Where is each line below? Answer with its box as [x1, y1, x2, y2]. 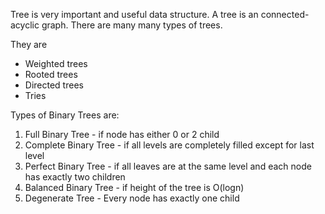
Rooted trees [24, 69, 78, 80]
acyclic [10, 19, 40, 31]
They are [10, 39, 48, 50]
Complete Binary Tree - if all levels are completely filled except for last [24, 139, 315, 151]
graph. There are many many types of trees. [41, 19, 223, 31]
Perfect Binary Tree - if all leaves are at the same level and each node [24, 160, 312, 172]
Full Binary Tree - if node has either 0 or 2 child [24, 129, 220, 140]
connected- [260, 9, 310, 20]
